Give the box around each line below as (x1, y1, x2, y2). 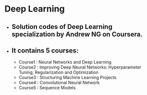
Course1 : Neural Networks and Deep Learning (18, 59, 112, 65)
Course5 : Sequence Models (18, 85, 76, 91)
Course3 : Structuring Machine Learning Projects (18, 75, 117, 81)
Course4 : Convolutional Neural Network (18, 80, 100, 85)
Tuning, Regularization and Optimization (18, 69, 99, 75)
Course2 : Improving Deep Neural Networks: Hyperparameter (18, 64, 142, 70)
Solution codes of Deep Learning (11, 23, 113, 31)
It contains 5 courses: (11, 46, 79, 54)
